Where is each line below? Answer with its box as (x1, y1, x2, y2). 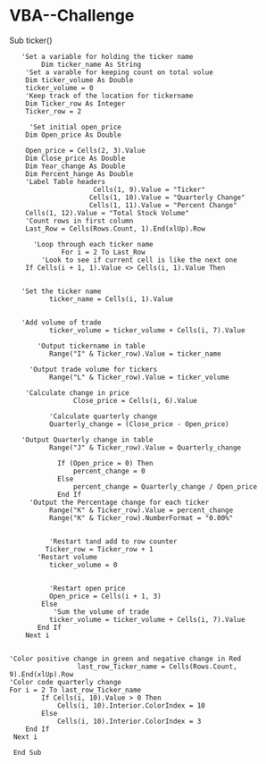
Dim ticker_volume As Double (25, 75, 134, 85)
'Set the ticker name (21, 287, 102, 296)
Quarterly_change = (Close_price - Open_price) (48, 419, 229, 429)
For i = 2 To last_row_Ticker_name (9, 685, 142, 694)
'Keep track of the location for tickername (25, 91, 194, 100)
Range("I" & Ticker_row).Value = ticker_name (48, 349, 221, 358)
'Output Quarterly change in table (21, 435, 154, 444)
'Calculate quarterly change (48, 412, 158, 421)
